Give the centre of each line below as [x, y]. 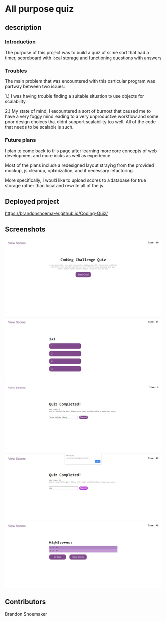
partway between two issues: [35, 87]
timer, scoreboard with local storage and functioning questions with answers [83, 58]
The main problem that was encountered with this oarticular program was [80, 81]
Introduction [20, 42]
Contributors [26, 602]
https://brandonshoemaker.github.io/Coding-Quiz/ [56, 213]
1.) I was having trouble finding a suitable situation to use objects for [75, 96]
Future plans [21, 140]
